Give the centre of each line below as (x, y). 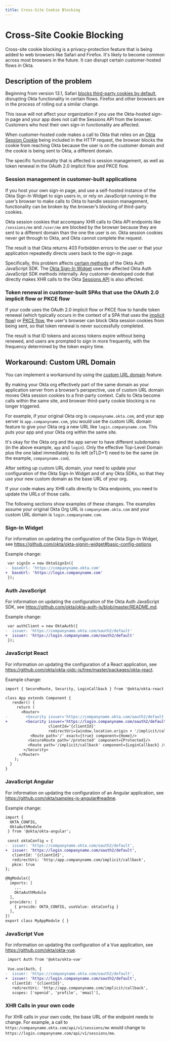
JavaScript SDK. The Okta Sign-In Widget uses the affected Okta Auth (78, 268)
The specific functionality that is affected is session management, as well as (85, 161)
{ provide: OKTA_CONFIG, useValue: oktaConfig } (67, 906)
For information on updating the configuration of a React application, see (81, 664)
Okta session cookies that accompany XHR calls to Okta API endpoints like (83, 222)
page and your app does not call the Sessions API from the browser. (81, 119)
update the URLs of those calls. (38, 494)
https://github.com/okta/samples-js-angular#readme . (61, 798)
